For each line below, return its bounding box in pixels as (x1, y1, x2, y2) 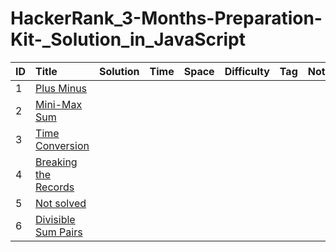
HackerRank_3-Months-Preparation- (10, 7, 323, 30)
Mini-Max (35, 97, 83, 111)
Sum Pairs (35, 225, 83, 239)
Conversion (35, 138, 90, 152)
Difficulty (224, 64, 270, 78)
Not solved (35, 196, 87, 210)
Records (35, 180, 75, 194)
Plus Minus (35, 81, 88, 95)
